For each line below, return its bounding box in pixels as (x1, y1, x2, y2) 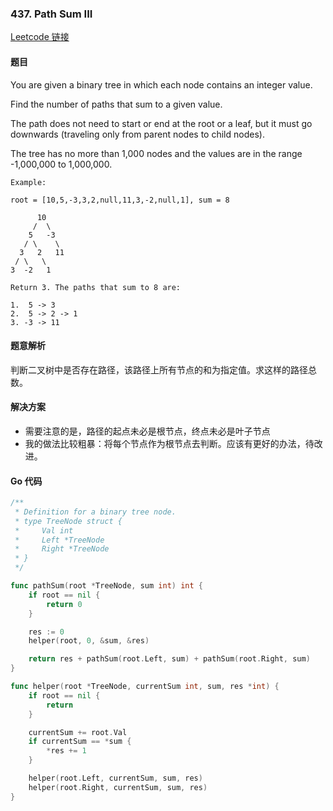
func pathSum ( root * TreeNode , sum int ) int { (10, 581, 203, 591)
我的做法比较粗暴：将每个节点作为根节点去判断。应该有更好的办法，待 (24, 437, 315, 449)
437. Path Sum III (10, 7, 93, 21)
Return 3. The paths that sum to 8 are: (10, 282, 182, 292)
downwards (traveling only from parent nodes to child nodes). (10, 128, 265, 140)
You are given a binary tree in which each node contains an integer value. (10, 78, 313, 91)
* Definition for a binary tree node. (14, 507, 177, 517)
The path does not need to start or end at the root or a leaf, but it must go (10, 117, 313, 129)
